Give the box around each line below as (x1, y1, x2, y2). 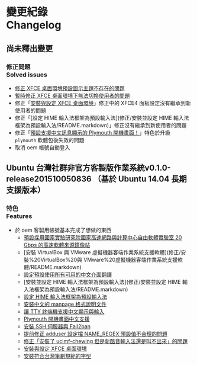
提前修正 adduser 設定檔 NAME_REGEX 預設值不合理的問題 (23, 330, 167, 337)
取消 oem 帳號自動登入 (14, 143, 70, 151)
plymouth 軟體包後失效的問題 (14, 136, 85, 143)
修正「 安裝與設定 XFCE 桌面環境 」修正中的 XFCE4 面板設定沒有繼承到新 (14, 99, 191, 107)
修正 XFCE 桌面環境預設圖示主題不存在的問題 (14, 84, 125, 92)
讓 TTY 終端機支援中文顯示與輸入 (23, 308, 105, 315)
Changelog (6, 18, 62, 32)
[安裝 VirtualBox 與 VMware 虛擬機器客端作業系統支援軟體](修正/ (23, 248, 182, 255)
